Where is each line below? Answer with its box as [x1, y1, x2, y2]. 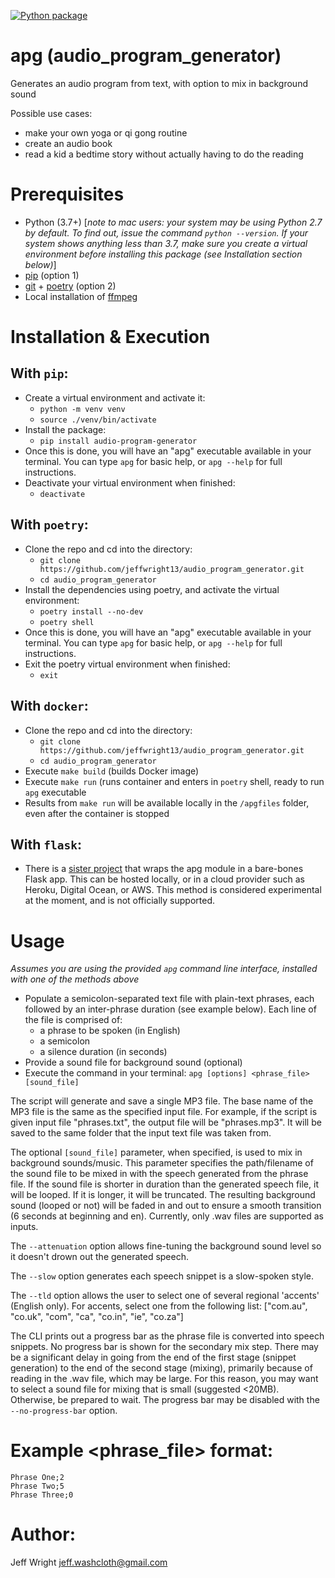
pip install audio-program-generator [39, 436, 198, 446]
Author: [10, 1523, 77, 1546]
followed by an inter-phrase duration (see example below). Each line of [24, 1003, 317, 1015]
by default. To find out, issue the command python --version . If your [24, 226, 308, 239]
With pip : [10, 365, 69, 382]
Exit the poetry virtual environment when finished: [24, 658, 231, 670]
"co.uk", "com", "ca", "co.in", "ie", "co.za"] [10, 1311, 184, 1323]
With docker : [10, 698, 89, 715]
